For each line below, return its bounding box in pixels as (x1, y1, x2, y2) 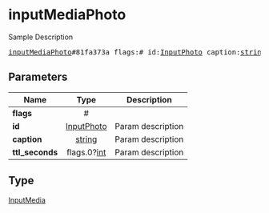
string (75, 134, 98, 145)
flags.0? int (66, 147, 106, 158)
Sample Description (8, 32, 74, 42)
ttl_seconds (12, 147, 58, 158)
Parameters (8, 70, 68, 84)
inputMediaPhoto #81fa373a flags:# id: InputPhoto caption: (8, 47, 241, 57)
